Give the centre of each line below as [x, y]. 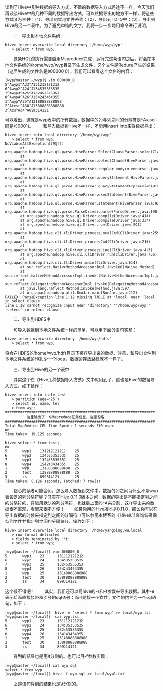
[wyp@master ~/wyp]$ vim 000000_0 [40, 80]
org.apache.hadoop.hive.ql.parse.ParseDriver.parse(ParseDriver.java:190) [82, 212]
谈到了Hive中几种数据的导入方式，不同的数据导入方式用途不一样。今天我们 [80, 7]
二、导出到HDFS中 [32, 319]
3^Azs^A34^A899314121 [27, 110]
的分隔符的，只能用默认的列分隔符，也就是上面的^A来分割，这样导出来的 [78, 503]
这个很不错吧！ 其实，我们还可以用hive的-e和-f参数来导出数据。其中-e [80, 591]
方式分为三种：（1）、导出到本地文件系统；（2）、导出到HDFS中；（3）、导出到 [80, 19]
